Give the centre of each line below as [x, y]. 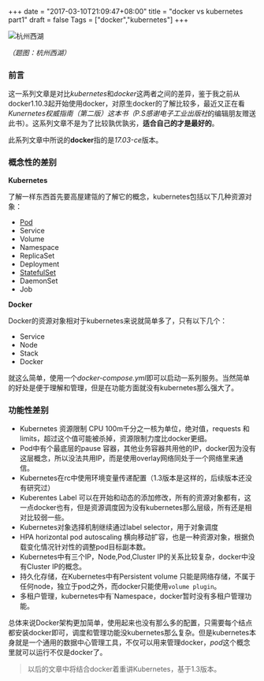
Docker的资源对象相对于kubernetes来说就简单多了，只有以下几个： [117, 320]
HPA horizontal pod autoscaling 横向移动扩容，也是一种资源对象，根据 [134, 537]
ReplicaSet [37, 255]
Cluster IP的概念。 [56, 566]
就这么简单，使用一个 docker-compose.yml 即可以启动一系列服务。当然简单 [129, 378]
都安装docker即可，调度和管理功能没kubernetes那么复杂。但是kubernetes [129, 632]
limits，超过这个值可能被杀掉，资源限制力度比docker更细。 [115, 438]
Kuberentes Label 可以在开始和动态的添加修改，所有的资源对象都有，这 [135, 497]
